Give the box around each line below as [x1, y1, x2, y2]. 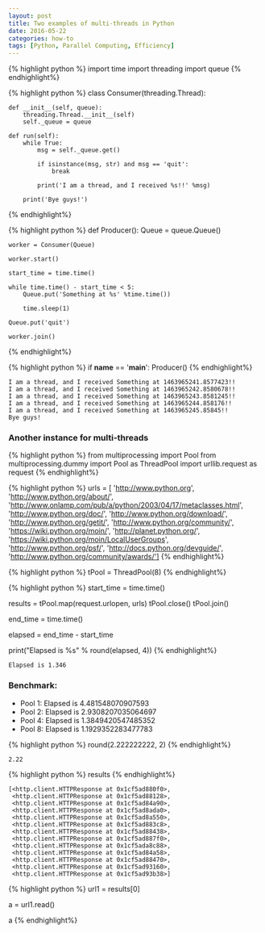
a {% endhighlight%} [8, 915, 78, 925]
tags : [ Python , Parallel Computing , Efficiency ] [8, 42, 175, 50]
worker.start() [8, 255, 60, 263]
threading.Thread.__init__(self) [23, 111, 135, 119]
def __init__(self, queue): [8, 104, 103, 112]
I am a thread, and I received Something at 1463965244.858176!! [8, 400, 232, 408]
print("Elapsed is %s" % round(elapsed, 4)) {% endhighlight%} [8, 646, 217, 655]
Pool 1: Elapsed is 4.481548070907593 [19, 698, 150, 708]
